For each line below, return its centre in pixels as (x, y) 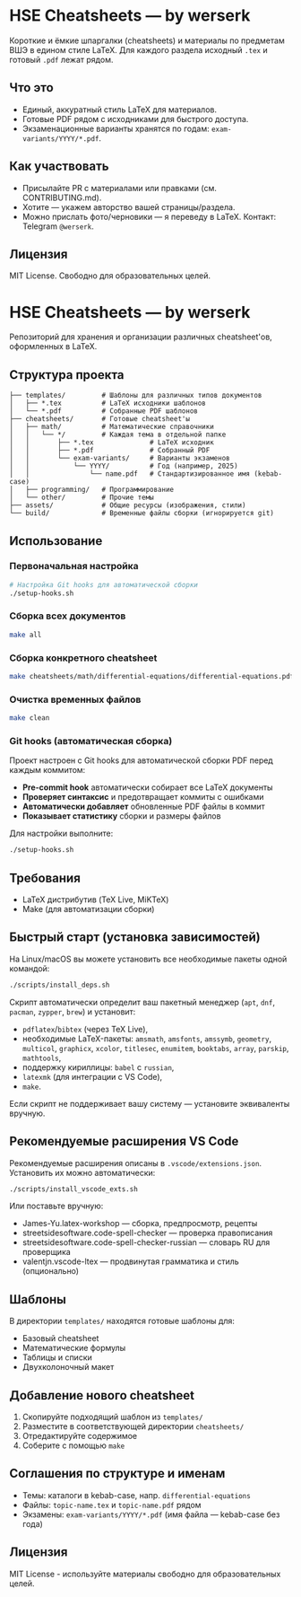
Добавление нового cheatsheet (102, 1395)
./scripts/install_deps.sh (60, 985)
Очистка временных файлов (75, 699)
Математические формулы (74, 1348)
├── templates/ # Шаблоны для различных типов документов (136, 396)
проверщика (47, 1252)
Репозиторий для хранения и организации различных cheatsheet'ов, (141, 337)
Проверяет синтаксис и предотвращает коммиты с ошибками (143, 797)
